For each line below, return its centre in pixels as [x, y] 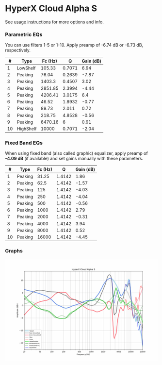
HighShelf [27, 129]
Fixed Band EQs [24, 143]
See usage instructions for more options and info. [55, 22]
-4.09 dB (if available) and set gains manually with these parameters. [74, 159]
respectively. [18, 50]
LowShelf [26, 68]
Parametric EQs [24, 34]
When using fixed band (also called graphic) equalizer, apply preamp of [76, 153]
